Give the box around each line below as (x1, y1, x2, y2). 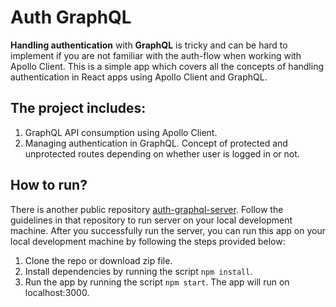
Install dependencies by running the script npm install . (24, 265, 253, 277)
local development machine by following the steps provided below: (10, 235, 286, 247)
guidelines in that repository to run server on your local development (10, 214, 293, 226)
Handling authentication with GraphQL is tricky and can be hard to (10, 39, 288, 51)
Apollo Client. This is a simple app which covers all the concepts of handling (10, 60, 324, 72)
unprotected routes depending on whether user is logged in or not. (24, 147, 300, 160)
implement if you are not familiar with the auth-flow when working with (10, 49, 302, 61)
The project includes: (10, 100, 147, 117)
